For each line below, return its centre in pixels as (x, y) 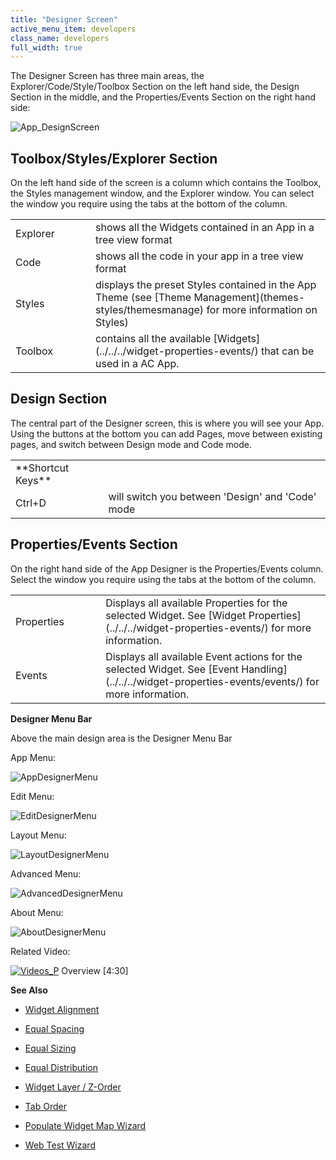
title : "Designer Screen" (64, 19)
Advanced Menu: (46, 873)
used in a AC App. (137, 364)
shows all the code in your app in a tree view (199, 256)
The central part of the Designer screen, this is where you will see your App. (167, 423)
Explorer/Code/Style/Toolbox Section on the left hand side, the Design (155, 87)
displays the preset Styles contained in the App (205, 285)
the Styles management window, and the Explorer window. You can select (162, 193)
